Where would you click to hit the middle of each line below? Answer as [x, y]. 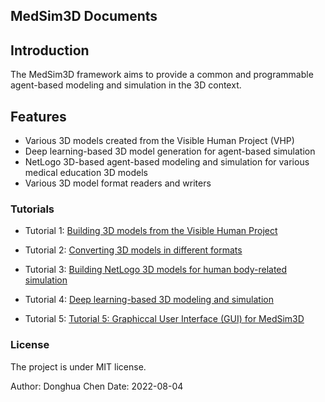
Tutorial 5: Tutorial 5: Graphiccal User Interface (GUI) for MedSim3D [164, 319]
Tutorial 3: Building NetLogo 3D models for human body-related [156, 270]
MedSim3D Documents [84, 16]
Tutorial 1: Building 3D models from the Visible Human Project [151, 231]
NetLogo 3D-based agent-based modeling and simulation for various [167, 162]
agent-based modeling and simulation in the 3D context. [126, 85]
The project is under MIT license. [78, 366]
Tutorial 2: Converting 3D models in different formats [133, 250]
